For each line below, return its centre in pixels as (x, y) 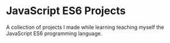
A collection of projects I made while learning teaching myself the (85, 27)
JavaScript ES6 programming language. (54, 33)
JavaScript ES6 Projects (66, 11)
